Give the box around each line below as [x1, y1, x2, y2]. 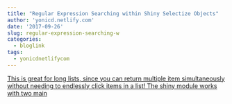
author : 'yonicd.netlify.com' [7, 17, 95, 24]
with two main [7, 89, 47, 97]
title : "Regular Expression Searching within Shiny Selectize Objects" [7, 10, 219, 17]
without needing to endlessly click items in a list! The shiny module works [7, 81, 217, 90]
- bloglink [13, 42, 45, 49]
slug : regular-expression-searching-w [7, 29, 119, 37]
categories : [7, 36, 42, 43]
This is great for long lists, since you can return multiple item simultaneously [7, 74, 225, 83]
